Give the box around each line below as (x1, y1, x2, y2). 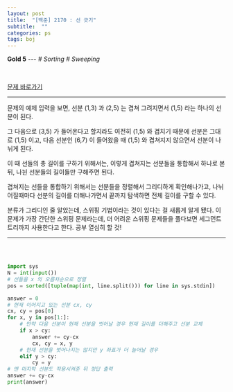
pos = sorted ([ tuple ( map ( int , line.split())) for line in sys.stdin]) (7, 282, 216, 289)
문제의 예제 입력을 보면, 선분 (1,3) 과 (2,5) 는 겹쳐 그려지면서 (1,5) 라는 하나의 (7, 104, 215, 112)
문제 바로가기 (7, 82, 43, 91)
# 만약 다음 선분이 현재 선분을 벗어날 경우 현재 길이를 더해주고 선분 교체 (19, 321, 202, 328)
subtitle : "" (7, 23, 49, 30)
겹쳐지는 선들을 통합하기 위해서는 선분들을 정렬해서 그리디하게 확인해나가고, (7, 183, 212, 191)
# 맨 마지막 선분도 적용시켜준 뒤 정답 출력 (7, 366, 113, 373)
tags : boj (7, 36, 36, 43)
